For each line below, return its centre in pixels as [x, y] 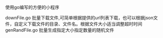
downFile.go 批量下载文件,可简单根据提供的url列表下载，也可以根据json [79, 18]
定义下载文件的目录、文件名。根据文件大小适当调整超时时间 [80, 24]
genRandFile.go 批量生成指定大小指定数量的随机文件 [60, 30]
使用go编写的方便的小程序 [32, 7]
